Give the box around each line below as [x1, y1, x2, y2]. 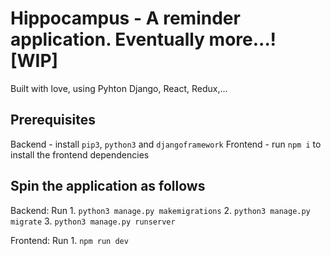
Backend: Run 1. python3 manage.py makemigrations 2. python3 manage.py [10, 204, 311, 216]
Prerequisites [10, 112, 96, 129]
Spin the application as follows [10, 178, 206, 195]
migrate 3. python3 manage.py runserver [10, 215, 176, 227]
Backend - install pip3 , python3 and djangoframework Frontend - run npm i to [10, 138, 322, 150]
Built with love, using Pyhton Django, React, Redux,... [10, 82, 228, 94]
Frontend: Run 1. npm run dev [10, 234, 129, 246]
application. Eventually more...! [10, 28, 277, 51]
